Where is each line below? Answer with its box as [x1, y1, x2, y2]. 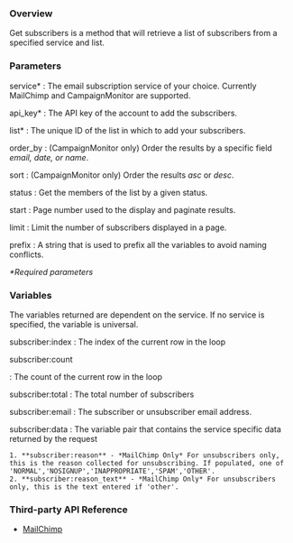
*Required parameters [9, 266, 94, 277]
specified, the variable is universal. [9, 318, 139, 329]
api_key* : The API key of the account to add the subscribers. [9, 107, 237, 118]
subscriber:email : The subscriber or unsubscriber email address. [9, 406, 252, 417]
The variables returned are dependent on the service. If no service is [9, 309, 265, 320]
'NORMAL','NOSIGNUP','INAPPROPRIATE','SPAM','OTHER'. [9, 466, 216, 475]
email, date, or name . [9, 152, 89, 162]
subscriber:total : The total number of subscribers [9, 389, 195, 400]
